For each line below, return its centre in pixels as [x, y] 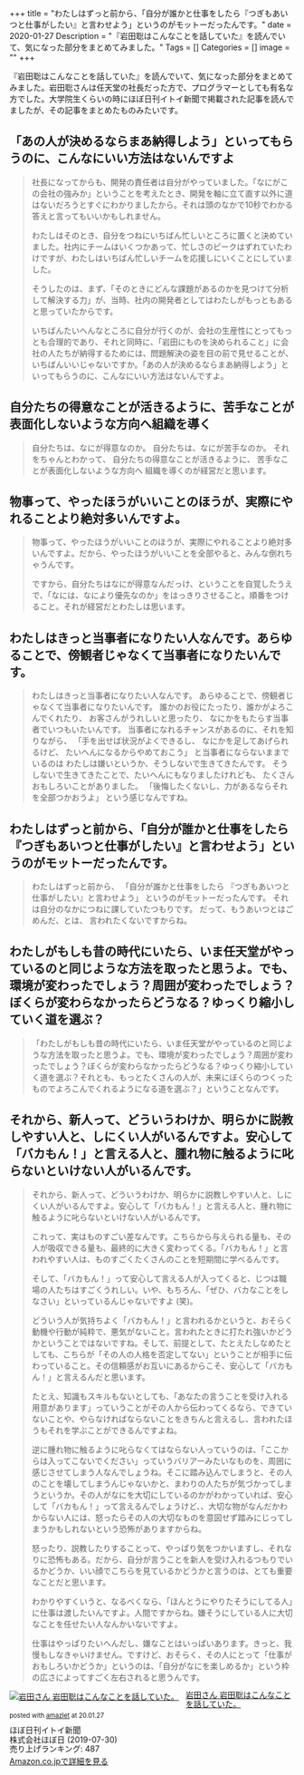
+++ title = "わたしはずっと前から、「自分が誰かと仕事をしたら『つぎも [141, 13]
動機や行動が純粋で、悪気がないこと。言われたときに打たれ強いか [154, 1332]
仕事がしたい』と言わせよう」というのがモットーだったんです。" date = [158, 24]
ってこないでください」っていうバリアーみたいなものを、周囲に [174, 1460]
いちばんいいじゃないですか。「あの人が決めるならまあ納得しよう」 [157, 364]
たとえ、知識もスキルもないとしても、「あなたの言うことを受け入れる [160, 1396]
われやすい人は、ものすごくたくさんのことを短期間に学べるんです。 [157, 1259]
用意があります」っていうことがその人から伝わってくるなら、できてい [161, 1407]
